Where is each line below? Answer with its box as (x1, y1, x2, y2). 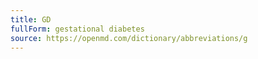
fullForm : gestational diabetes (10, 24, 145, 34)
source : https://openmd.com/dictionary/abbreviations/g (10, 33, 248, 43)
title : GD (10, 14, 52, 25)
